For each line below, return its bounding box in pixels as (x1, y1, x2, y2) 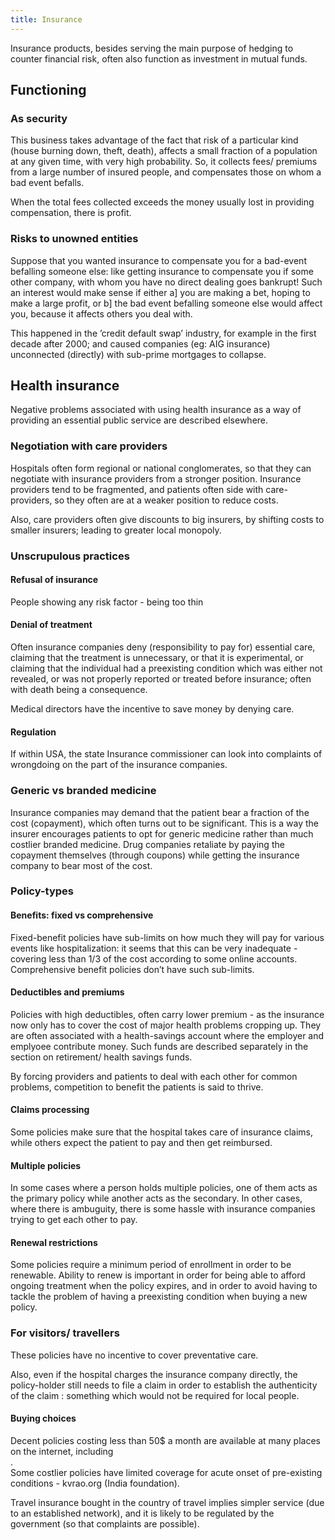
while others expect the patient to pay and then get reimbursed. (10, 1137, 273, 1149)
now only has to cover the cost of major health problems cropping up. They (10, 1019, 322, 1031)
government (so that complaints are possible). (10, 1517, 200, 1530)
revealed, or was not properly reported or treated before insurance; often (10, 673, 312, 685)
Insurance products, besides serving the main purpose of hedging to (10, 42, 294, 54)
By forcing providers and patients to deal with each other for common (10, 1070, 298, 1082)
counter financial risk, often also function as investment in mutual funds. (10, 52, 308, 65)
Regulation (10, 726, 57, 738)
